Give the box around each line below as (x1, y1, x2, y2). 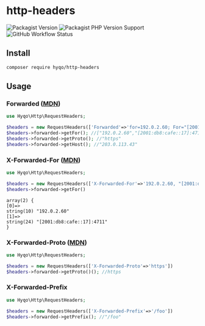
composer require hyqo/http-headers (6, 64, 99, 70)
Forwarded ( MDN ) (6, 99, 61, 107)
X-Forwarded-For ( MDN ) (6, 156, 81, 164)
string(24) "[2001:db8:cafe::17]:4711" (6, 219, 108, 225)
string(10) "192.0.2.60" (6, 208, 70, 214)
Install (6, 48, 31, 59)
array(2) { (6, 197, 34, 203)
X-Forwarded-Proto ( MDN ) (6, 238, 87, 247)
